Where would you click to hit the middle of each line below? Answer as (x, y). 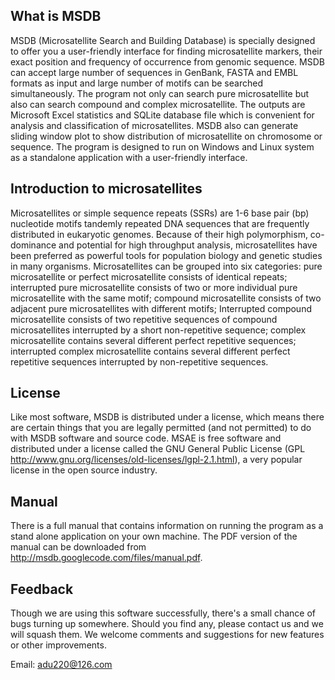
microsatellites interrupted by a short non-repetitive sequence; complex (158, 330)
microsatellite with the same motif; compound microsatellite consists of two (166, 298)
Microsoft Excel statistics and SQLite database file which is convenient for (162, 115)
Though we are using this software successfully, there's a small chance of (163, 613)
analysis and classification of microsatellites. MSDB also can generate (154, 125)
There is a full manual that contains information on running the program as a (167, 526)
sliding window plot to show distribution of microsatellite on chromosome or (166, 136)
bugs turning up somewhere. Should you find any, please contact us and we (167, 624)
